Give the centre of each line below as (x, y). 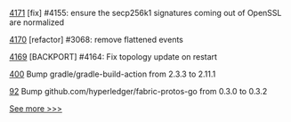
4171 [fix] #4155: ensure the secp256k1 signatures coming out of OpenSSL (145, 13)
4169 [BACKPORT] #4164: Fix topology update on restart (113, 57)
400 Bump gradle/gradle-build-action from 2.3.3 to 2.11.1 (113, 74)
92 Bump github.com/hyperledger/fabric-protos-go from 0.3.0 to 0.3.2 (138, 91)
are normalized (37, 22)
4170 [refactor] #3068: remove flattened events (97, 40)
